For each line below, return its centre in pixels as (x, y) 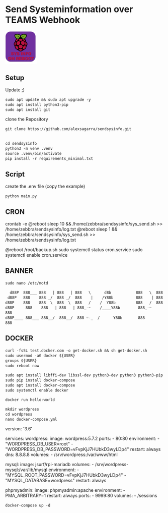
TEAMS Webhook (43, 20)
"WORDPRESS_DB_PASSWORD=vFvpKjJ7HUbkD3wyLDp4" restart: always (83, 449)
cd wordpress (19, 414)
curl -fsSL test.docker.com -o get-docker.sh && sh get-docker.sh (76, 351)
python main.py (21, 196)
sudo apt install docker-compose (40, 385)
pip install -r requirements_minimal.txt (49, 159)
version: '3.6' (19, 429)
